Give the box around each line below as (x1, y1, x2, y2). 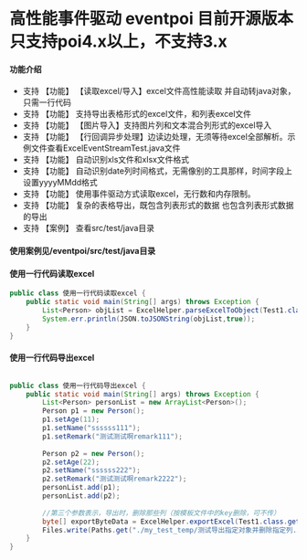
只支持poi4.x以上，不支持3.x (9, 31, 228, 52)
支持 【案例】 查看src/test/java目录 (22, 223, 155, 234)
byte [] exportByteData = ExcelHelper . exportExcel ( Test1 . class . (42, 517, 288, 526)
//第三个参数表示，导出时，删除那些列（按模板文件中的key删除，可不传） (42, 508, 281, 517)
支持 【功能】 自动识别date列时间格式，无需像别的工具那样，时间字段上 (22, 165, 292, 176)
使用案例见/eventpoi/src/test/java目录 (9, 245, 156, 256)
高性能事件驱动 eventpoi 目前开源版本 (9, 8, 294, 29)
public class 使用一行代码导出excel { (9, 381, 146, 390)
